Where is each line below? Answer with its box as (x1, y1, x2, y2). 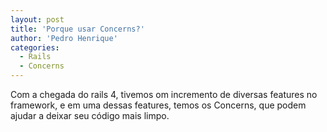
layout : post (10, 14, 65, 25)
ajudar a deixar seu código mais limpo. (10, 110, 170, 121)
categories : (10, 42, 60, 53)
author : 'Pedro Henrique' (10, 33, 118, 43)
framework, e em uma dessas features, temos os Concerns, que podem (10, 99, 307, 111)
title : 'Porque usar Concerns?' (10, 24, 145, 34)
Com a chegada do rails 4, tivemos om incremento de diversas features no (10, 89, 318, 100)
